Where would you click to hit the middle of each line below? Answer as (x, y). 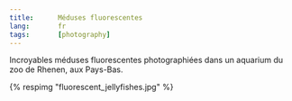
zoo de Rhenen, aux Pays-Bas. (66, 69)
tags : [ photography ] (60, 34)
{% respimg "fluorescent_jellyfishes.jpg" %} (91, 87)
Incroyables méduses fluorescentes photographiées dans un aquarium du (146, 60)
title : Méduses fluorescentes (76, 18)
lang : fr (38, 26)
